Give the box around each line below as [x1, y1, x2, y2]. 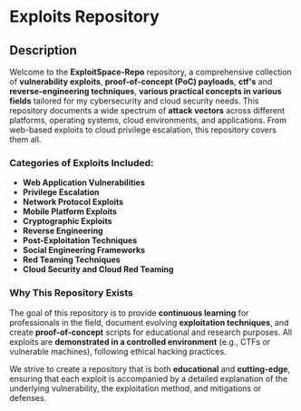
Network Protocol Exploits [22, 197, 124, 208]
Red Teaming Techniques [22, 254, 121, 265]
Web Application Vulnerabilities [22, 177, 145, 188]
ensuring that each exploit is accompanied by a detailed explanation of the [9, 373, 288, 384]
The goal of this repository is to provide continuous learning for [9, 307, 249, 318]
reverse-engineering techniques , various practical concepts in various [9, 86, 283, 96]
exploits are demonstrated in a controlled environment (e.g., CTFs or [9, 336, 271, 347]
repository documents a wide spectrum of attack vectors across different [9, 105, 286, 115]
